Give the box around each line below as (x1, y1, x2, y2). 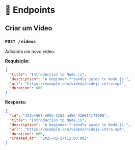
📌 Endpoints (5, 4, 55, 16)
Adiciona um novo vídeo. (5, 49, 55, 54)
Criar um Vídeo (5, 24, 53, 32)
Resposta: (5, 99, 27, 105)
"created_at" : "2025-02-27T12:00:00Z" (9, 136, 89, 141)
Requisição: (5, 58, 30, 64)
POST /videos (5, 39, 36, 44)
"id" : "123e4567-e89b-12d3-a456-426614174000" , (9, 113, 109, 118)
